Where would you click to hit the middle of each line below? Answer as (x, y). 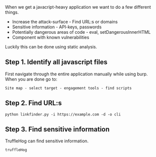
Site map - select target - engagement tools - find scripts (68, 88)
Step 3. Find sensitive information (57, 129)
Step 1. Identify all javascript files (56, 62)
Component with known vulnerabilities (50, 37)
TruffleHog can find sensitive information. (47, 141)
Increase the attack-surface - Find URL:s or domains (65, 22)
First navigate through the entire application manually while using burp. (76, 74)
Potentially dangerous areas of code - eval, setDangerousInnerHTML (81, 32)
